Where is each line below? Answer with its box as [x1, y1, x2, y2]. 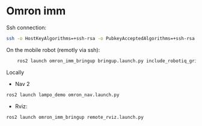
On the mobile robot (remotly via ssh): [6, 46, 100, 53]
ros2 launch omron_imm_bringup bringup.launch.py [17, 58, 144, 64]
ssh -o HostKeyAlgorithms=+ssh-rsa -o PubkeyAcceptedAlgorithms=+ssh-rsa [6, 35, 195, 41]
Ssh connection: [6, 24, 47, 31]
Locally [6, 69, 25, 76]
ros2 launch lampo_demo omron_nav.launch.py [6, 91, 120, 98]
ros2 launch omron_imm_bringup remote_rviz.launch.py [6, 114, 144, 120]
